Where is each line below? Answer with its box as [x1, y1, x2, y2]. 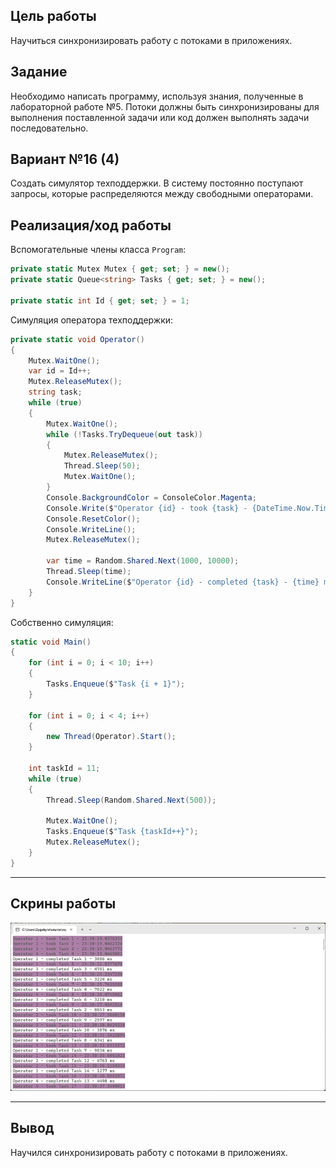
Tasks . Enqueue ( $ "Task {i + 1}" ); [46, 679, 186, 689]
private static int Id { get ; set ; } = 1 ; [10, 295, 190, 306]
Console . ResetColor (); [46, 514, 141, 524]
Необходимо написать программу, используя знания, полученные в [10, 90, 304, 102]
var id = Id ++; [28, 366, 92, 376]
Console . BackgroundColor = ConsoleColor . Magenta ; [46, 492, 257, 503]
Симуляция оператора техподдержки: [10, 314, 174, 326]
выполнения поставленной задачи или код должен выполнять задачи [10, 111, 310, 123]
